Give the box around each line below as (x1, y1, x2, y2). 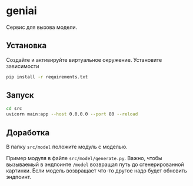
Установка (6, 41, 47, 51)
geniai (6, 4, 37, 18)
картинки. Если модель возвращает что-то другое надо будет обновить (6, 167, 187, 174)
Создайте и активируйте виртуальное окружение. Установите (6, 56, 162, 63)
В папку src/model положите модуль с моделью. (6, 143, 128, 150)
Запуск (6, 90, 34, 101)
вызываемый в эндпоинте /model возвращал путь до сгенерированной (6, 161, 184, 168)
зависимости (6, 62, 39, 69)
